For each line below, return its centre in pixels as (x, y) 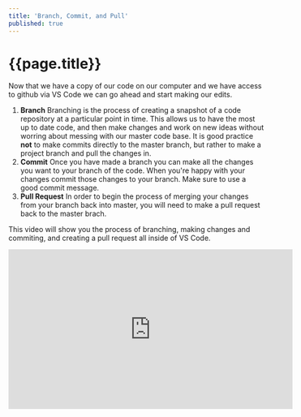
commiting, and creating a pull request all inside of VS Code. (110, 238)
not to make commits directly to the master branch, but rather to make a (140, 145)
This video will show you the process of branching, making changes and (129, 230)
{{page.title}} (55, 64)
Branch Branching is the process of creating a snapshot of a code (131, 110)
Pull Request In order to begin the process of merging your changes (134, 196)
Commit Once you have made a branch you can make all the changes (137, 162)
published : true (36, 24)
